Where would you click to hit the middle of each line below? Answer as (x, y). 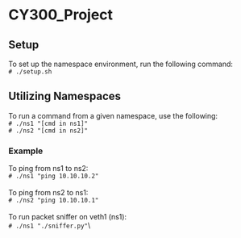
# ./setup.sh (30, 72)
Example (26, 151)
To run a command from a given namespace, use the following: (113, 115)
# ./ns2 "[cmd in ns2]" (48, 131)
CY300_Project (61, 15)
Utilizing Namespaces (65, 96)
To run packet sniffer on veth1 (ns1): (68, 217)
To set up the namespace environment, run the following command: (121, 64)
